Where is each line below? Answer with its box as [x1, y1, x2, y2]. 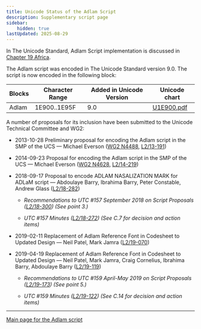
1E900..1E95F [35, 103, 77, 112]
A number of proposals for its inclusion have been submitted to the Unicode [6, 119, 193, 126]
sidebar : [6, 20, 28, 26]
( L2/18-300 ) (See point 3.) [23, 203, 89, 210]
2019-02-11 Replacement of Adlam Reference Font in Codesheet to [14, 232, 180, 239]
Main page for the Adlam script [6, 316, 83, 323]
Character [43, 86, 73, 94]
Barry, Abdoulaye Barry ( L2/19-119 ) [14, 263, 102, 270]
